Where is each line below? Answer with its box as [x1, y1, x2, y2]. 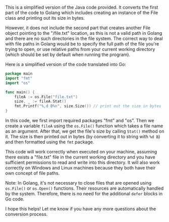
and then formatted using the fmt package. [5, 139, 94, 145]
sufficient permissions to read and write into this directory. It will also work [5, 159, 160, 165]
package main [5, 71, 33, 76]
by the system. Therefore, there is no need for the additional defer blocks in [5, 191, 163, 196]
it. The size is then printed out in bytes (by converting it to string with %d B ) [5, 134, 160, 139]
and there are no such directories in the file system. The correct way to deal [5, 35, 163, 41]
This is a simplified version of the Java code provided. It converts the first [5, 5, 158, 10]
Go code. [5, 196, 24, 202]
